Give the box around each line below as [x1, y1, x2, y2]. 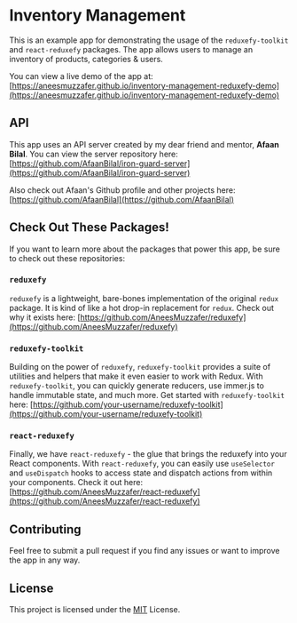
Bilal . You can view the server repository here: [9, 148, 179, 159]
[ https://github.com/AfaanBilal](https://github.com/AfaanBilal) [9, 194, 235, 204]
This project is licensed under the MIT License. [9, 604, 181, 615]
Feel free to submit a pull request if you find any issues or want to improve [9, 546, 280, 556]
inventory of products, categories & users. [9, 53, 164, 64]
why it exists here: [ [9, 312, 82, 323]
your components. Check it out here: [9, 477, 144, 488]
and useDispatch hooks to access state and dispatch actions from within [9, 467, 273, 478]
